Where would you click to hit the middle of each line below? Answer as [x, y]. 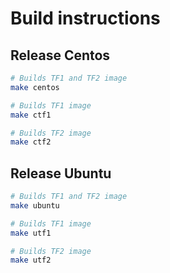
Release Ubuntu [61, 173]
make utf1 [31, 233]
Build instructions [85, 18]
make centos [35, 87]
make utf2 [31, 260]
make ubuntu [35, 205]
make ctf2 [31, 142]
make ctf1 [31, 115]
